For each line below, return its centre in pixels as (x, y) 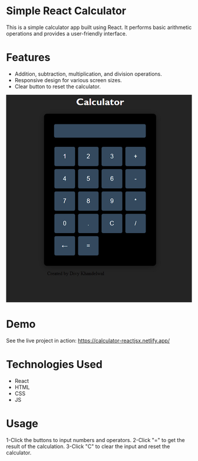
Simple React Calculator (66, 11)
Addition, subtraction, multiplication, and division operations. (88, 74)
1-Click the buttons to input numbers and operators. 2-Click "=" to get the (95, 440)
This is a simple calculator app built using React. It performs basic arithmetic (99, 27)
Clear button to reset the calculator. (58, 86)
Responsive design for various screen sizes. (68, 80)
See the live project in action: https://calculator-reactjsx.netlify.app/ (88, 340)
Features (28, 58)
